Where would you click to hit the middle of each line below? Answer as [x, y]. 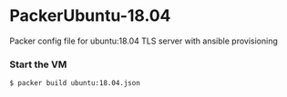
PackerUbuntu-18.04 [90, 16]
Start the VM [38, 64]
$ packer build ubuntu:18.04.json [75, 83]
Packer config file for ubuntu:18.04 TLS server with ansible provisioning [143, 41]
